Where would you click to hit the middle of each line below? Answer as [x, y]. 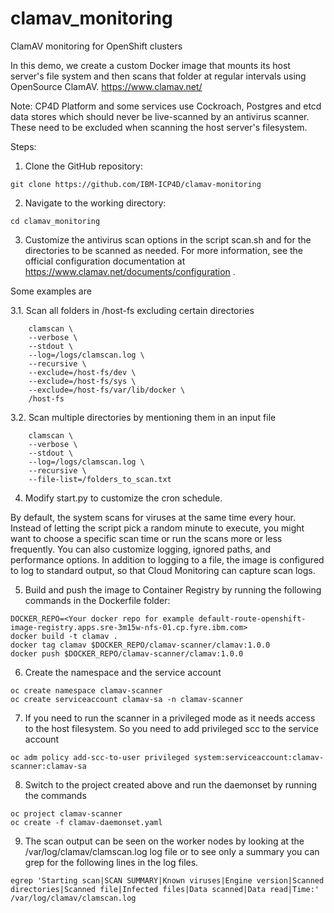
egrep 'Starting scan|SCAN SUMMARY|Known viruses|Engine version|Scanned [167, 880]
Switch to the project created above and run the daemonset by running [171, 784]
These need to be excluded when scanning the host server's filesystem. [159, 127]
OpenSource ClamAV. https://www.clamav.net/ [106, 86]
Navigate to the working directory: [95, 203]
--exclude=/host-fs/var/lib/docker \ [107, 390]
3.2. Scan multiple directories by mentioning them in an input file [143, 417]
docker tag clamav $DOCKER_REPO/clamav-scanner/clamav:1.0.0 [140, 645]
